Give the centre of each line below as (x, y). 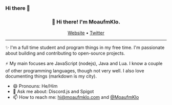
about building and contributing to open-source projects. (65, 54)
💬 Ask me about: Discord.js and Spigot (53, 92)
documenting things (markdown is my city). (51, 76)
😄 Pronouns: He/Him (35, 86)
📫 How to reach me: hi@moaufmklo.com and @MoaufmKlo (76, 97)
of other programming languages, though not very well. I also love (75, 71)
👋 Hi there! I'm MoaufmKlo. (86, 21)
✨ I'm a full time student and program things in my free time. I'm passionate (85, 47)
